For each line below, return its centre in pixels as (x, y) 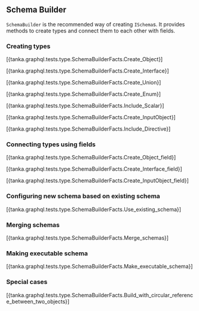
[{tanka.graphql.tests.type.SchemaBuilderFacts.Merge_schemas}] (88, 238)
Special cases (27, 282)
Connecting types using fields (51, 144)
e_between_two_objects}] (38, 301)
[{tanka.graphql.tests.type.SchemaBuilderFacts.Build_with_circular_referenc (99, 295)
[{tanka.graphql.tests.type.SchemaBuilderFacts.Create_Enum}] (84, 94)
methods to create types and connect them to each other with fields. (91, 31)
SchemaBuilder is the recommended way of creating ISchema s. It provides (96, 24)
